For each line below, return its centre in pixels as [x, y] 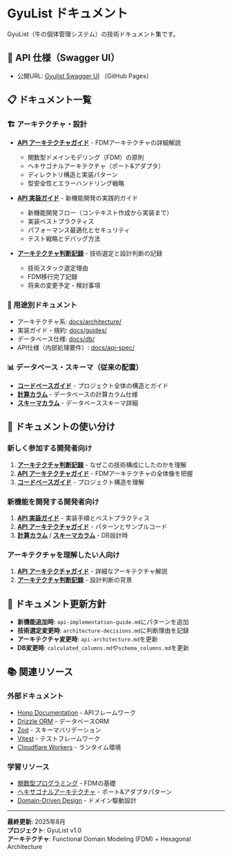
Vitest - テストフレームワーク [59, 738]
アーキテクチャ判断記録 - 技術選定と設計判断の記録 [90, 253]
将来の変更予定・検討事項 [64, 285]
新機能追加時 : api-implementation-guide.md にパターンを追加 [103, 622]
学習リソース [28, 767]
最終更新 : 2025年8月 [36, 822]
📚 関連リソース [40, 672]
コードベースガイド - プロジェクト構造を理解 [81, 482]
